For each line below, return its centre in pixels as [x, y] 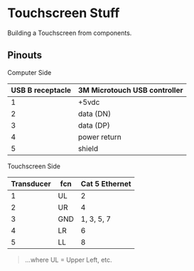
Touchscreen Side [34, 166]
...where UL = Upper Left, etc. [68, 260]
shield [88, 148]
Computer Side [29, 72]
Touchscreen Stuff [64, 13]
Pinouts [25, 55]
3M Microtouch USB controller [130, 90]
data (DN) [95, 113]
